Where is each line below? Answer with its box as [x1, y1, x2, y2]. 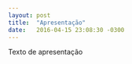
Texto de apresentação [8, 48, 83, 57]
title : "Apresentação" [8, 19, 86, 27]
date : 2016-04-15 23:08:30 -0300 [8, 26, 125, 34]
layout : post [8, 11, 51, 20]
